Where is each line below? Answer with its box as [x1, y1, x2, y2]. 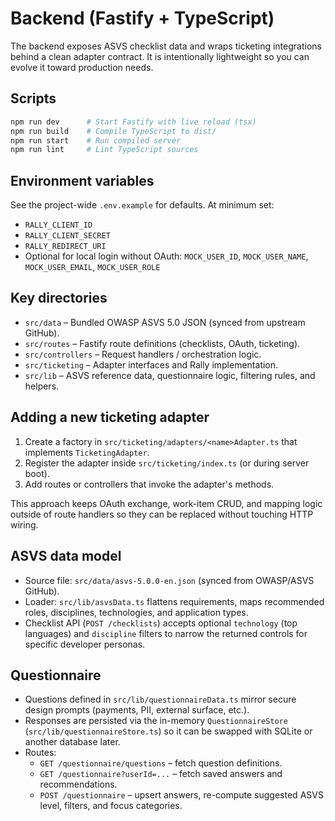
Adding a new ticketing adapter [10, 409, 210, 426]
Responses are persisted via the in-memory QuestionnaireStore [24, 715, 288, 727]
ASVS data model [10, 548, 122, 565]
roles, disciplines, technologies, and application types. [24, 606, 249, 618]
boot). [24, 467, 50, 479]
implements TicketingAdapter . [24, 446, 150, 458]
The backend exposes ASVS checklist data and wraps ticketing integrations [10, 40, 322, 52]
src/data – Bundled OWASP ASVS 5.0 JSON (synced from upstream [24, 316, 306, 328]
